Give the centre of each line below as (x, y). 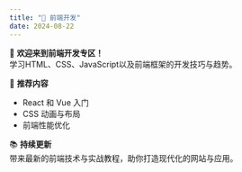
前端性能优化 (46, 125)
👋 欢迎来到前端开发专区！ (57, 53)
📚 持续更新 (31, 144)
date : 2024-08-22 (42, 26)
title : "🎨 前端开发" (45, 18)
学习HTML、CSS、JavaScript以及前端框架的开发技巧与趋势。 (123, 64)
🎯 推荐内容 (29, 83)
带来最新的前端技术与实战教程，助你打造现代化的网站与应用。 (124, 158)
